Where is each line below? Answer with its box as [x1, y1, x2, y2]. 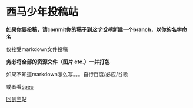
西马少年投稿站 [6, 5, 79, 19]
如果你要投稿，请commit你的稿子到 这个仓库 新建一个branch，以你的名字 [6, 26, 182, 33]
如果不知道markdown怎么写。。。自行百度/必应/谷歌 [6, 70, 128, 77]
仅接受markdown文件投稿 [6, 45, 68, 53]
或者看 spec [6, 83, 34, 90]
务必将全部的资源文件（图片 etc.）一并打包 [6, 58, 110, 65]
